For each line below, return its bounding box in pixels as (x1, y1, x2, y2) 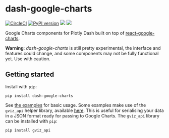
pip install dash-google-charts (5, 93, 73, 98)
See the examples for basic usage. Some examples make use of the (5, 102, 146, 108)
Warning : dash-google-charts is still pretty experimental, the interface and (5, 45, 161, 51)
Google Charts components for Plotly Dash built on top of (5, 30, 125, 36)
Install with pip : (5, 83, 37, 89)
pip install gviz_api (5, 127, 51, 133)
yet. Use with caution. (5, 56, 50, 62)
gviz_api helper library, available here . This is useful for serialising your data (5, 107, 164, 113)
